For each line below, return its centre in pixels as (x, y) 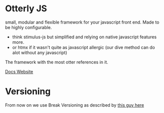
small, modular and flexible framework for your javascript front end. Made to (82, 22)
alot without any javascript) (40, 53)
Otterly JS (26, 9)
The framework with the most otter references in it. (57, 62)
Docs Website (19, 71)
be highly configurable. (28, 27)
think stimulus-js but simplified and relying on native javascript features (84, 37)
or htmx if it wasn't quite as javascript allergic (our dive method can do (83, 47)
